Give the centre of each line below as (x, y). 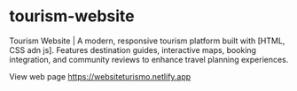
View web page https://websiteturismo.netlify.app (100, 76)
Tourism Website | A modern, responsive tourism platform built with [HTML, (147, 41)
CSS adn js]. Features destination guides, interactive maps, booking (133, 49)
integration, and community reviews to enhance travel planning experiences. (149, 59)
